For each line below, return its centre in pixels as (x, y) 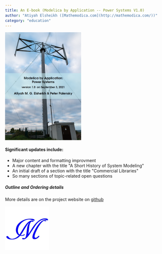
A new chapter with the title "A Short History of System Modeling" (78, 165)
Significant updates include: (34, 150)
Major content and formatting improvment (54, 160)
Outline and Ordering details (35, 187)
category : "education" (28, 20)
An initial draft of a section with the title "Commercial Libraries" (75, 171)
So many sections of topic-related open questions (62, 176)
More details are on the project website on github (54, 199)
